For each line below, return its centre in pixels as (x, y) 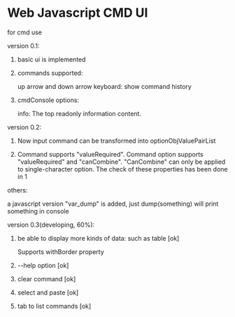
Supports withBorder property (61, 252)
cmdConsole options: (48, 100)
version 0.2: (24, 127)
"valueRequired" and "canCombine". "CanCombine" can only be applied (121, 162)
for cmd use (24, 32)
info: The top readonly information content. (79, 113)
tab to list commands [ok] (54, 306)
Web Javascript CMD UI (78, 13)
